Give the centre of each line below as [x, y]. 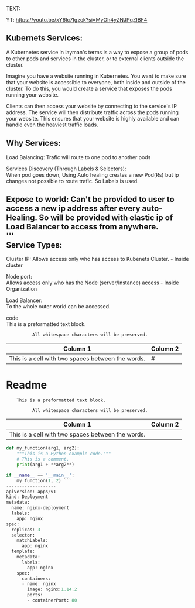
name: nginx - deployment [40, 508]
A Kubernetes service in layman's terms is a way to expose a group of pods [97, 52]
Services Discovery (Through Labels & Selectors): [66, 169]
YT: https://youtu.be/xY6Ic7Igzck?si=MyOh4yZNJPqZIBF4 [77, 20]
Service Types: [34, 245]
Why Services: [34, 143]
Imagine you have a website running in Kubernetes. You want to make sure [96, 76]
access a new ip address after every [73, 209]
